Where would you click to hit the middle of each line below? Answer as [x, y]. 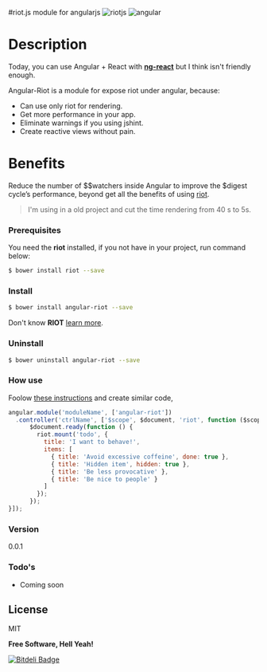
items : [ [58, 450]
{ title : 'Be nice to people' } [104, 479]
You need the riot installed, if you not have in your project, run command [127, 248]
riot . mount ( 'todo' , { [73, 434]
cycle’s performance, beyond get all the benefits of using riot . [109, 194]
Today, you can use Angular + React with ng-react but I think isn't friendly [130, 66]
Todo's [22, 568]
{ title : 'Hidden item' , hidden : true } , [120, 464]
